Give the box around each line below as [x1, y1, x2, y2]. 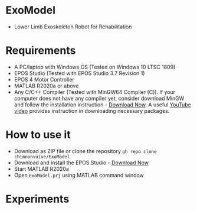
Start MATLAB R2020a [14, 165, 69, 172]
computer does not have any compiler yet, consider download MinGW [14, 95, 185, 102]
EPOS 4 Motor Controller [14, 76, 74, 83]
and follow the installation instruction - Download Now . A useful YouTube [14, 101, 191, 108]
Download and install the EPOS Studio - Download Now [14, 159, 149, 166]
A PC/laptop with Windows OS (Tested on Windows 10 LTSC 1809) [14, 63, 176, 70]
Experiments [5, 193, 70, 206]
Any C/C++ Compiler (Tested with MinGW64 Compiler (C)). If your [14, 88, 176, 95]
